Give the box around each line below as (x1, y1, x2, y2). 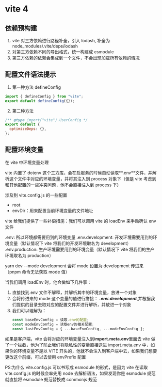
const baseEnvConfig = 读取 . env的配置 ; (12, 317, 89, 322)
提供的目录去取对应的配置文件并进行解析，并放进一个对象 (16, 302, 131, 307)
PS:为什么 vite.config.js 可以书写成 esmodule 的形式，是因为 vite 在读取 (5, 364, 148, 370)
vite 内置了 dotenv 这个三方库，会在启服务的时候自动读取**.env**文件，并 (5, 170, 153, 176)
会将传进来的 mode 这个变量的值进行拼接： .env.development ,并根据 (12, 295, 151, 301)
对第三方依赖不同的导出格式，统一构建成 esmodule (12, 49, 114, 54)
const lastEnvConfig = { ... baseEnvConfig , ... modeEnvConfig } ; (12, 326, 145, 331)
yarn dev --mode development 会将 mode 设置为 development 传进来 (5, 263, 144, 269)
